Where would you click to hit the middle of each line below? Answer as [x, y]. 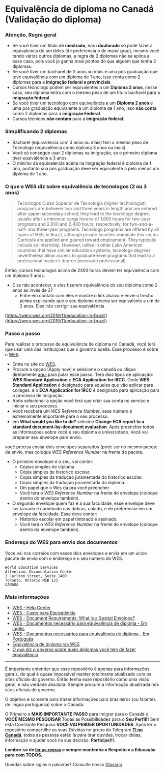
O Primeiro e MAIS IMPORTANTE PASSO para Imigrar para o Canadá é [77, 714]
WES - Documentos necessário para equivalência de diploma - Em [80, 623]
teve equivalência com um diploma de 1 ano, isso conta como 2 [76, 77]
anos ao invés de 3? [32, 290]
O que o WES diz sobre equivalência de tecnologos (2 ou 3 [76, 186]
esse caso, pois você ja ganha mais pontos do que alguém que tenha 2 [84, 61]
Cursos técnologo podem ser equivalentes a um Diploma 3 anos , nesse [85, 88]
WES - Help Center [31, 607]
